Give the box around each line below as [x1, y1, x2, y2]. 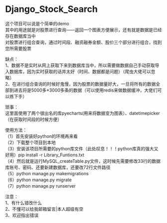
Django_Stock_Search [5, 3, 98, 15]
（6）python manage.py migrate [5, 177, 72, 183]
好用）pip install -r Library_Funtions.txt [5, 152, 84, 158]
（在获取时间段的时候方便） [5, 116, 62, 122]
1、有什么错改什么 [5, 200, 42, 206]
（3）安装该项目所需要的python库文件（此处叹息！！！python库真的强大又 [5, 145, 159, 151]
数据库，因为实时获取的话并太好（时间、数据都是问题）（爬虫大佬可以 [9, 68, 151, 74]
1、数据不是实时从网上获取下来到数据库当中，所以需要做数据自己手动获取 [5, 62, 155, 68]
